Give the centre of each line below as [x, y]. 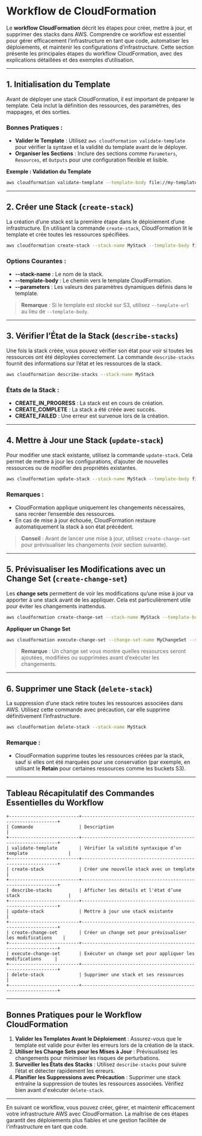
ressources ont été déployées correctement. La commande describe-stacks [100, 357]
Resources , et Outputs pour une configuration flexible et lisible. [92, 160]
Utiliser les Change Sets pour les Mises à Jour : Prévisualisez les [96, 1052]
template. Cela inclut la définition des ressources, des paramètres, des [94, 105]
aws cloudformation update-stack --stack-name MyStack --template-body [98, 479]
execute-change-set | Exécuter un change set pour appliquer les [103, 954]
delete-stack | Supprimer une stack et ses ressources [98, 975]
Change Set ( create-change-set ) [67, 579]
